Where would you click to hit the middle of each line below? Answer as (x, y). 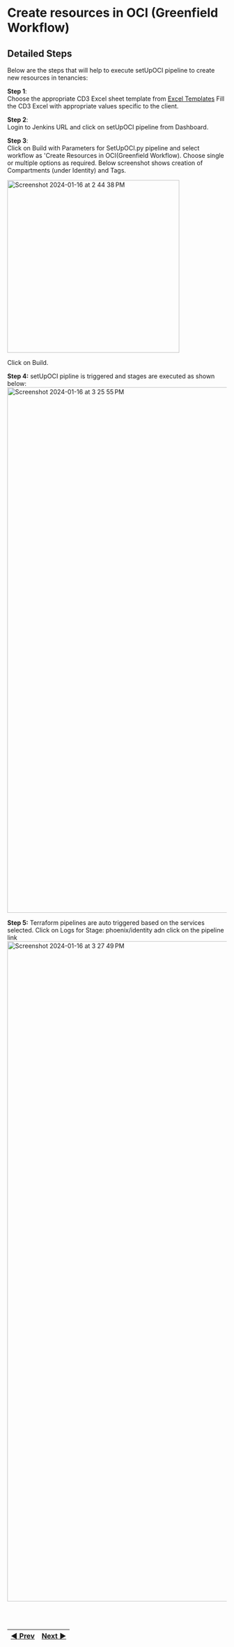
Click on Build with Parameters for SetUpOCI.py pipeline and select (103, 148)
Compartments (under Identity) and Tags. (67, 170)
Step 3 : (18, 141)
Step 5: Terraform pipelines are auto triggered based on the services (106, 923)
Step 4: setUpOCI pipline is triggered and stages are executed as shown (111, 376)
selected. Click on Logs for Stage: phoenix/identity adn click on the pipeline (116, 930)
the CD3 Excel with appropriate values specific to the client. (93, 106)
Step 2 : (18, 120)
